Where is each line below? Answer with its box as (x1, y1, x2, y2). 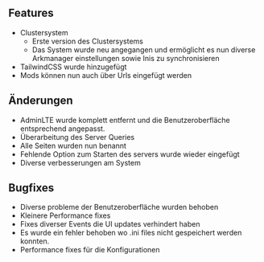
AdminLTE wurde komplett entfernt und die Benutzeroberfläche (19, 115, 231, 125)
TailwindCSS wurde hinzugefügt (19, 62, 127, 72)
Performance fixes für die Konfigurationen (19, 245, 160, 255)
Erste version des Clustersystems (31, 36, 143, 46)
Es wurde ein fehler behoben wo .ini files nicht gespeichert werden (19, 228, 242, 238)
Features (8, 6, 54, 20)
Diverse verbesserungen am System (19, 158, 141, 167)
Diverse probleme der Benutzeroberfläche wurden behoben (19, 203, 219, 212)
